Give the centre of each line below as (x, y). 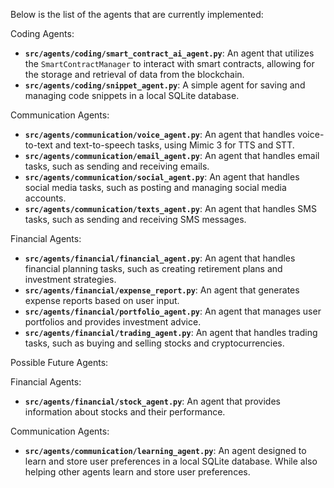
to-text (38, 145)
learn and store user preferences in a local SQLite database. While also (171, 461)
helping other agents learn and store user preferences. (137, 472)
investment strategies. (70, 279)
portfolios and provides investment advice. (113, 322)
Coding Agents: (42, 33)
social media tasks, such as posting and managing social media (155, 187)
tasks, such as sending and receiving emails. (117, 166)
